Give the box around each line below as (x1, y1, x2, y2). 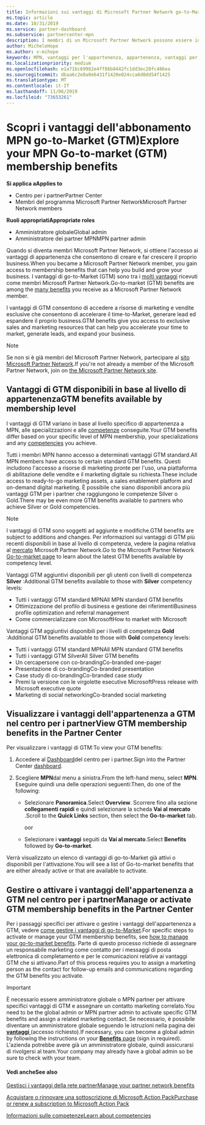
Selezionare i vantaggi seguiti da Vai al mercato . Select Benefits (24, 836, 187, 843)
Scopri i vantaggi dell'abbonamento (6, 120, 192, 135)
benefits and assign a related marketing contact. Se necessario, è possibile (6, 1016, 195, 1023)
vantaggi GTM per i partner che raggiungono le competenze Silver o (6, 490, 178, 497)
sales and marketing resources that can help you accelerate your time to (6, 323, 189, 331)
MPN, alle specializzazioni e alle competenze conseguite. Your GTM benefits (6, 426, 198, 433)
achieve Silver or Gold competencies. (6, 503, 101, 511)
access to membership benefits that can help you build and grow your (6, 266, 182, 273)
